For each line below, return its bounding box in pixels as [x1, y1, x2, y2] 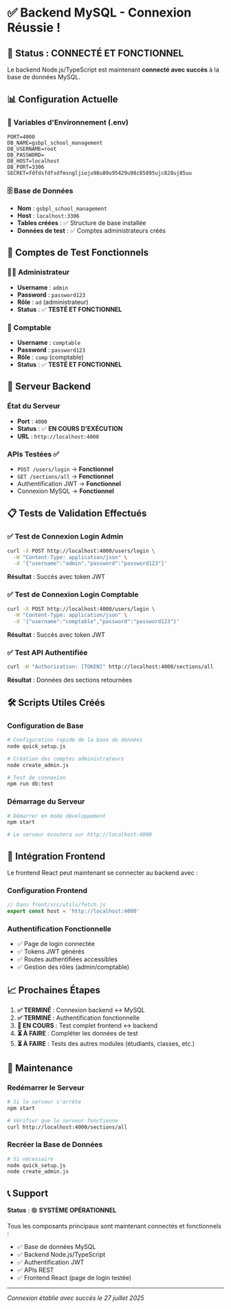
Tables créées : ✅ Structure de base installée [16, 218, 146, 227]
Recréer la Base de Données [7, 1140, 103, 1149]
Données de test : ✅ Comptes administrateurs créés [16, 226, 166, 235]
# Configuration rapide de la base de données [7, 737, 143, 744]
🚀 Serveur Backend [7, 381, 91, 392]
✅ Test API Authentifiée [7, 648, 88, 658]
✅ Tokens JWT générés [16, 947, 85, 956]
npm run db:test [7, 780, 54, 788]
